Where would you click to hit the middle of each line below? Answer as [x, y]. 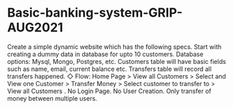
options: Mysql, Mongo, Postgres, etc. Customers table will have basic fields [116, 61]
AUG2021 [35, 27]
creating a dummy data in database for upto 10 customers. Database [105, 54]
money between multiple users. [52, 98]
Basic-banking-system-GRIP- [95, 13]
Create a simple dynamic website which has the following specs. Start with [114, 47]
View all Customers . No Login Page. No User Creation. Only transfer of [109, 91]
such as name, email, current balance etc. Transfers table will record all [110, 69]
